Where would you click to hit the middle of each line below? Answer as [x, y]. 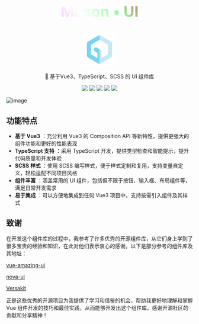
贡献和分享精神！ [27, 315]
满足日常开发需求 [36, 188]
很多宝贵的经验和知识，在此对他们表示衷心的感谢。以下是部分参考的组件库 [97, 246]
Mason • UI [99, 12]
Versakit [16, 288]
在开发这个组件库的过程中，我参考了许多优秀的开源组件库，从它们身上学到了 [99, 238]
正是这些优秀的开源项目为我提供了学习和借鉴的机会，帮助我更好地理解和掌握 [99, 300]
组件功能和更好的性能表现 [46, 143]
